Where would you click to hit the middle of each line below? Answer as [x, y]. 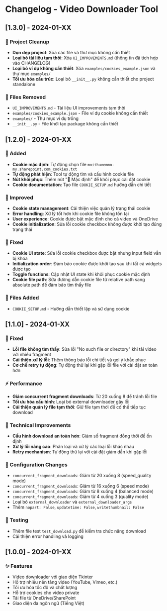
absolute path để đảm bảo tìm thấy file [52, 285]
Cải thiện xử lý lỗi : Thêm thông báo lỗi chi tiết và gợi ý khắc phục [79, 360]
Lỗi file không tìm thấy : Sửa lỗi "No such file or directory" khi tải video [84, 349]
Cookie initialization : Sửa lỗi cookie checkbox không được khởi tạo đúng [87, 224]
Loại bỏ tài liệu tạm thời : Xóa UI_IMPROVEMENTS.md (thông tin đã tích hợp [85, 58]
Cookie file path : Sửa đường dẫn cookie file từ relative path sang [79, 280]
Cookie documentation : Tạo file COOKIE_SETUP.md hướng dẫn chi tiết [82, 185]
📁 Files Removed [26, 97]
